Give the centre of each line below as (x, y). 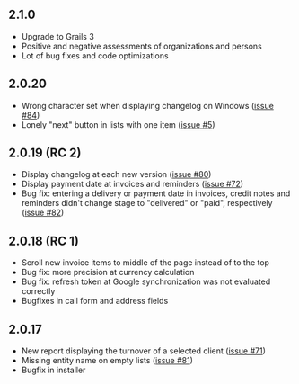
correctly (38, 291)
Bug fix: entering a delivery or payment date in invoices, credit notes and (156, 193)
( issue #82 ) (43, 213)
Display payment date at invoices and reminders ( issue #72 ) (132, 184)
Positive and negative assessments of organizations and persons (141, 46)
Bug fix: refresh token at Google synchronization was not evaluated (146, 281)
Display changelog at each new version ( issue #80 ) (116, 174)
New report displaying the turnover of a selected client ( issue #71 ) (144, 351)
